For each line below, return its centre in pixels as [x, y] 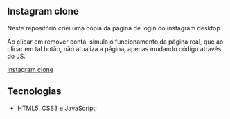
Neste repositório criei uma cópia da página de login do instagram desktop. [115, 28]
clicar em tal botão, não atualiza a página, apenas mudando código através [114, 48]
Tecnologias [34, 92]
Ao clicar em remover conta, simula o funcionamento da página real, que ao [115, 42]
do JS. [16, 56]
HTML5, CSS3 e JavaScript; [57, 108]
